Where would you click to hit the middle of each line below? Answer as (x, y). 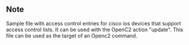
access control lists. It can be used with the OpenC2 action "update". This (95, 29)
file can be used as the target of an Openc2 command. (72, 35)
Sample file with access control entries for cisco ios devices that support (94, 23)
